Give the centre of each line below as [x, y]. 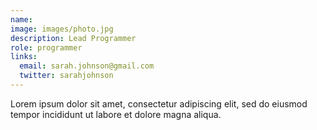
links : [24, 57]
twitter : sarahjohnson [66, 76]
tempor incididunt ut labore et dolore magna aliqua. [116, 114]
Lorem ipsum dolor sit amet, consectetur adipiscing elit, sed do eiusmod [159, 103]
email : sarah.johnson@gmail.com [87, 66]
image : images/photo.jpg [62, 29]
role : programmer [46, 47]
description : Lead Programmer [73, 38]
